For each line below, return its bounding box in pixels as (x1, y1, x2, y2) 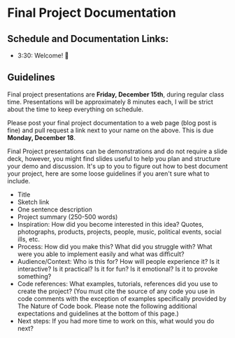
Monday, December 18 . (7, 133, 76, 141)
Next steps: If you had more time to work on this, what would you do (17, 316, 215, 325)
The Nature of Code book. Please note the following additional (17, 302, 197, 310)
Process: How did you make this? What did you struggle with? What (17, 242, 213, 251)
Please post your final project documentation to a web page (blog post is (7, 118, 217, 127)
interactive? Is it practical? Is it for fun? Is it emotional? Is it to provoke (17, 265, 218, 273)
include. (7, 176, 31, 185)
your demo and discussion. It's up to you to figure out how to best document (7, 162, 229, 170)
